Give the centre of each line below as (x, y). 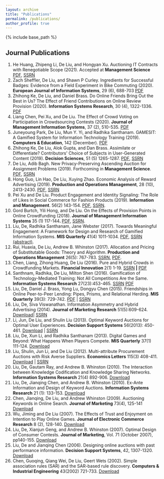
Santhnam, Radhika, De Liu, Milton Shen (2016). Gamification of (76, 273)
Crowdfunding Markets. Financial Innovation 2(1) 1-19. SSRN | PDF (80, 268)
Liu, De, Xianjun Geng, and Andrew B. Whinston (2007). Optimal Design (84, 429)
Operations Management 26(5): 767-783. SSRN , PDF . (67, 258)
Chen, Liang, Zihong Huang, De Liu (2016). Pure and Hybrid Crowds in (83, 263)
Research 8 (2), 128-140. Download (49, 425)
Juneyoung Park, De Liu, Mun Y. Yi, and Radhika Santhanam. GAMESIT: (84, 133)
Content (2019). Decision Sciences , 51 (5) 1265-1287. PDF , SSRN (78, 159)
